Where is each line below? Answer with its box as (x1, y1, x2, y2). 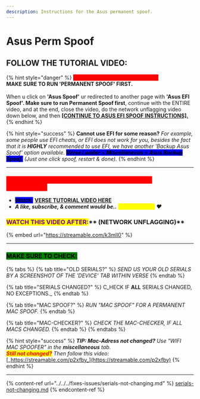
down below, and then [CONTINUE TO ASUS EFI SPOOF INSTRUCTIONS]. (6, 112, 189, 119)
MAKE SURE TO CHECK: (6, 252, 77, 260)
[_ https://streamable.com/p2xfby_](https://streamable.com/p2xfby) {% (6, 356, 180, 363)
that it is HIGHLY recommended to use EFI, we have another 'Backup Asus (6, 143, 189, 150)
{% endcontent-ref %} (49, 386, 105, 393)
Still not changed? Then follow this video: (6, 349, 110, 357)
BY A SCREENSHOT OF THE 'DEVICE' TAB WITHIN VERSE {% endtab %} (6, 272, 185, 279)
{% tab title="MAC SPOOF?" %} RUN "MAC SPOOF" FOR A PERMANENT (6, 301, 186, 308)
